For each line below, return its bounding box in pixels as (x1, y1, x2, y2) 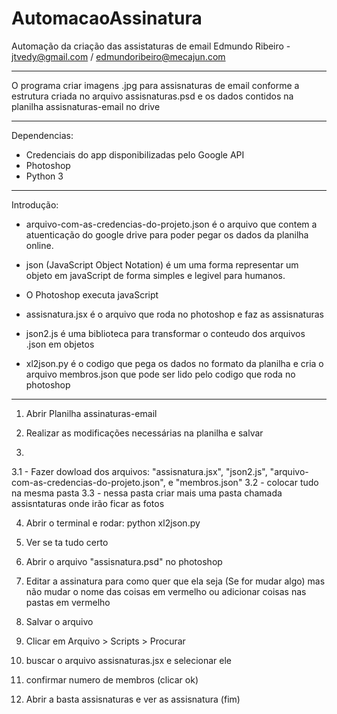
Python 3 (25, 170, 64, 182)
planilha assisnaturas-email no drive (11, 100, 161, 112)
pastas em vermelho (25, 596, 111, 608)
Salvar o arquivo (25, 615, 94, 627)
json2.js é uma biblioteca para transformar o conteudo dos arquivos (25, 327, 306, 339)
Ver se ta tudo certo (25, 536, 109, 548)
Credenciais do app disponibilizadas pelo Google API (25, 148, 245, 161)
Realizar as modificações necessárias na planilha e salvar (25, 427, 264, 439)
